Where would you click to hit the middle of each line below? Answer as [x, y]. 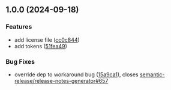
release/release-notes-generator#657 [61, 80]
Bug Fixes [20, 61]
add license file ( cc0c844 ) [47, 40]
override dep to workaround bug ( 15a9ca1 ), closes [76, 75]
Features [19, 27]
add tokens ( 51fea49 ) [40, 46]
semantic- [152, 75]
